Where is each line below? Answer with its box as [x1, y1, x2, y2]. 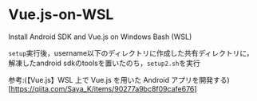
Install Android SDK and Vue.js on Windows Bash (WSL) [8, 32, 192, 41]
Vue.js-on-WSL [8, 6, 114, 24]
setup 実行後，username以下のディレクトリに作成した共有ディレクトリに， [8, 48, 254, 57]
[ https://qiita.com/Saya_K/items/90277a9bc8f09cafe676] [8, 84, 197, 93]
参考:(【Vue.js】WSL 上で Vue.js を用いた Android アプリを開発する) [8, 75, 230, 84]
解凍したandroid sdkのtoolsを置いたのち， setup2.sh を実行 [8, 58, 201, 68]
